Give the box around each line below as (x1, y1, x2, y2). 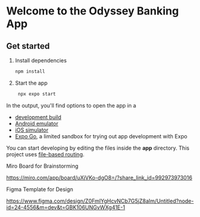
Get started (6, 41, 50, 51)
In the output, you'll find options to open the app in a (6, 102, 137, 109)
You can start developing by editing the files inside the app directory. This (6, 144, 190, 151)
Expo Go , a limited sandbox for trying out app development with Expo (14, 132, 188, 139)
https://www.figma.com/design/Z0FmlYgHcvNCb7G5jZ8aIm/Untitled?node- (6, 197, 194, 204)
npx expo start (17, 91, 56, 97)
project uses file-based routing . (6, 150, 85, 157)
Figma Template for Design (6, 185, 73, 193)
